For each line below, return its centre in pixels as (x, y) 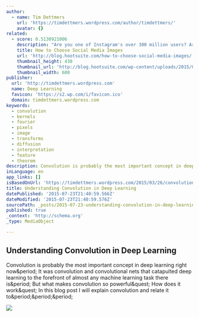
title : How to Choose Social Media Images (70, 50)
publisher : (20, 78)
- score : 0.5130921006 (39, 39)
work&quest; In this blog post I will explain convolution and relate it (87, 290)
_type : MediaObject (30, 221)
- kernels (23, 116)
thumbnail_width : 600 (43, 72)
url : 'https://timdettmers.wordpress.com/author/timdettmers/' (97, 23)
